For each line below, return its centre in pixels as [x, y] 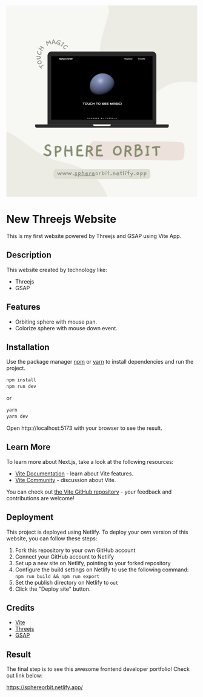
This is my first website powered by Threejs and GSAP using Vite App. [94, 236]
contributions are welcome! [40, 498]
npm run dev [21, 387]
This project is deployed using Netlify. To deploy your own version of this [97, 532]
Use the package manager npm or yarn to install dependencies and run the [100, 362]
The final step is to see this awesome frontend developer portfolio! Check [98, 669]
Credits [21, 607]
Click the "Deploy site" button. [53, 589]
